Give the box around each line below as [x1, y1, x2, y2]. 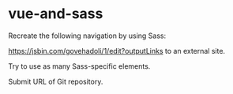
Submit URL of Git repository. [8, 77, 103, 86]
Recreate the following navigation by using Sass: [8, 31, 167, 40]
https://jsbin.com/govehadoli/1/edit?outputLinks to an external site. [8, 46, 226, 55]
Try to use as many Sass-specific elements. [8, 61, 151, 71]
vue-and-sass [8, 5, 103, 23]
